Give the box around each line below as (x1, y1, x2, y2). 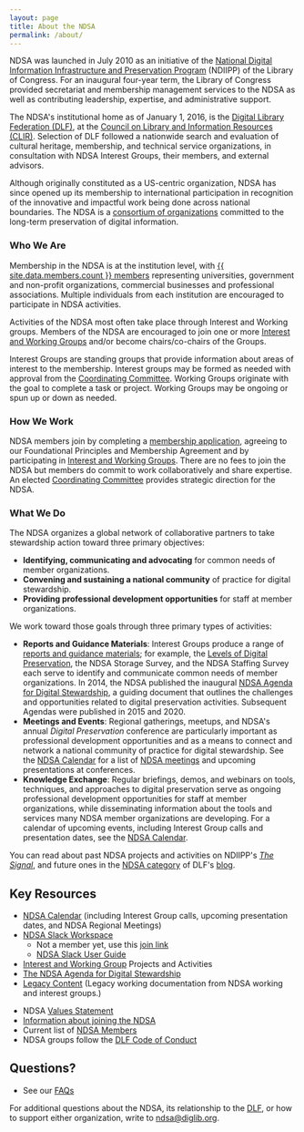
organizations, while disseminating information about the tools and (22, 803, 273, 814)
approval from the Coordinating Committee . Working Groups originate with (9, 373, 289, 384)
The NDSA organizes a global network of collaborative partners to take (9, 528, 275, 539)
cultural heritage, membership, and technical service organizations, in (9, 140, 271, 151)
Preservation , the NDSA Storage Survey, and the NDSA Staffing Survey (22, 658, 289, 669)
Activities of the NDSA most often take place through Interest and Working (9, 316, 289, 327)
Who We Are (9, 239, 66, 252)
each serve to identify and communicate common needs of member (22, 667, 279, 679)
